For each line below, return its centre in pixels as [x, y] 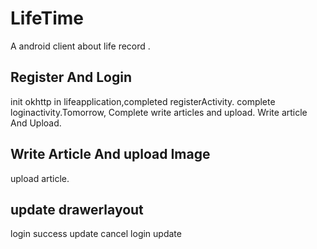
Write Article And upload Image [110, 154]
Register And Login [71, 77]
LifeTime [47, 18]
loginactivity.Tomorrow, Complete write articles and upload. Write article [159, 112]
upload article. [40, 178]
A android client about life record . [80, 46]
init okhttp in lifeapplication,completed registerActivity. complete [143, 101]
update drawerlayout [77, 209]
